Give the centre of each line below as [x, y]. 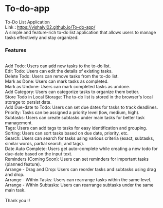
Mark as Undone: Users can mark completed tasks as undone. [68, 87]
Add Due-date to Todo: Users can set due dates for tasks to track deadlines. [81, 107]
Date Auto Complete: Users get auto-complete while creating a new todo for [81, 149]
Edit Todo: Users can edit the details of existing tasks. [59, 71]
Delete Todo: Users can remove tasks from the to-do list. [62, 76]
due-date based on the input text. [39, 154]
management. [19, 123]
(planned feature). [23, 164]
